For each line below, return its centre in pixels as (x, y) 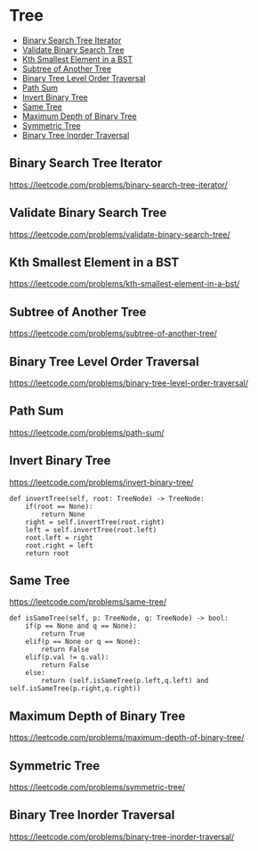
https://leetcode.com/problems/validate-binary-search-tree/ (120, 234)
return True (64, 634)
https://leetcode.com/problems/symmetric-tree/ (97, 788)
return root (47, 553)
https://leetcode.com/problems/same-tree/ (88, 602)
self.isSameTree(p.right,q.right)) (75, 688)
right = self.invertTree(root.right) (95, 522)
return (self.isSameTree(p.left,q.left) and (125, 681)
